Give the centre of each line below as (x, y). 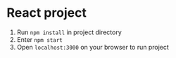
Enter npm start (39, 39)
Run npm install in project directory (69, 32)
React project (47, 13)
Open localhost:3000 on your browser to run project (93, 47)
